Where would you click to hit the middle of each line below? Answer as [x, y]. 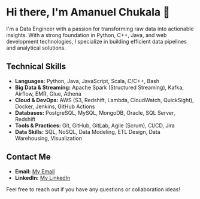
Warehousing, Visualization [49, 138]
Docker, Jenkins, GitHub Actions [55, 106]
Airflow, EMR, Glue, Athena [48, 94]
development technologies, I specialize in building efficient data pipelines [96, 41]
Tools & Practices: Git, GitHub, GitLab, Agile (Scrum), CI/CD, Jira [95, 125]
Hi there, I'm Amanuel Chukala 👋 [88, 12]
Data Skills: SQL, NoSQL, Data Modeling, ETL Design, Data [87, 131]
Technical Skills [36, 67]
